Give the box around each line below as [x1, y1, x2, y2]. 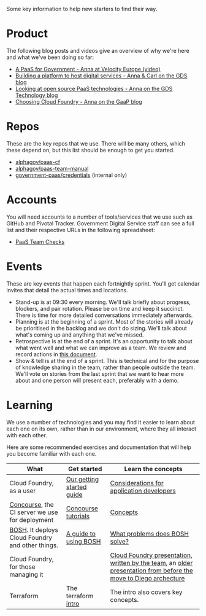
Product [6, 27, 48, 41]
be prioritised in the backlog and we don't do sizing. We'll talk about [15, 324, 187, 332]
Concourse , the [9, 500, 54, 509]
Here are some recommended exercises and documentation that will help [6, 443, 192, 451]
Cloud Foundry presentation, [110, 551, 193, 559]
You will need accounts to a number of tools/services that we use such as [6, 213, 193, 220]
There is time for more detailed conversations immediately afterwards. [15, 311, 193, 319]
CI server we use [9, 508, 58, 517]
